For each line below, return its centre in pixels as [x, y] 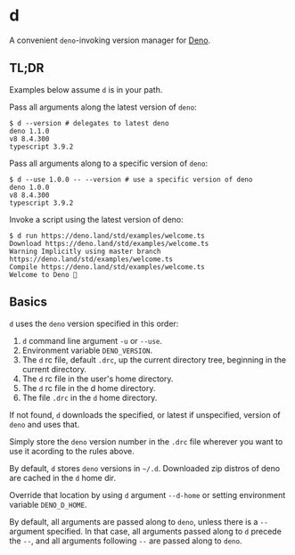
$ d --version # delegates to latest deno [89, 123]
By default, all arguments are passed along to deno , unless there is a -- [139, 521]
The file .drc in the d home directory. [90, 397]
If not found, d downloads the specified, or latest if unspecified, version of [145, 414]
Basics [28, 302]
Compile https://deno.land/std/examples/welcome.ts [107, 267]
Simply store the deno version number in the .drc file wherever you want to [146, 441]
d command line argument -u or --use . [92, 340]
